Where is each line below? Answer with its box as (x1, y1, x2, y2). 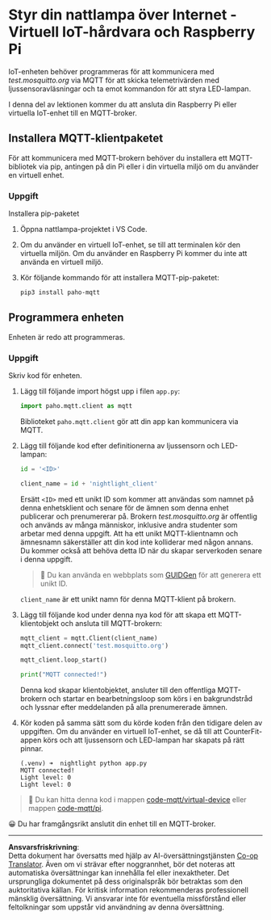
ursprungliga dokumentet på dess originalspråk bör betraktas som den (8, 876, 244, 886)
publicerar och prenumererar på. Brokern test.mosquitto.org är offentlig (19, 511, 258, 521)
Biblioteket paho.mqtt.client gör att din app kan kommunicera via (19, 416, 239, 426)
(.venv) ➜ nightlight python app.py (19, 759, 148, 768)
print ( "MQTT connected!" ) (19, 670, 107, 679)
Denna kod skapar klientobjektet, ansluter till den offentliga (19, 685, 216, 695)
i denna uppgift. (19, 554, 73, 564)
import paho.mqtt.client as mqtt (19, 402, 133, 410)
